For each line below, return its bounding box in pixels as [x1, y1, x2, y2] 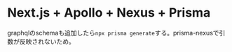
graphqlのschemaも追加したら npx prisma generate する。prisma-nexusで [7, 28, 219, 37]
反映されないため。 [19, 37, 75, 46]
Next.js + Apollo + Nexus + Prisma [7, 5, 211, 21]
